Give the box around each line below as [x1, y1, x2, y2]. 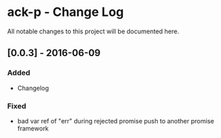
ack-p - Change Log [7, 4, 124, 20]
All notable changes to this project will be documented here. [7, 27, 179, 35]
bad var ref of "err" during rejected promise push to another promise [17, 117, 214, 125]
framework [17, 124, 49, 132]
